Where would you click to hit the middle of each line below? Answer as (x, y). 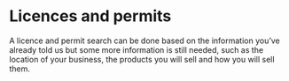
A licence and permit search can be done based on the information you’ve (145, 40)
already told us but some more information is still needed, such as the (137, 49)
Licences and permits (90, 16)
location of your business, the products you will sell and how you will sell (142, 59)
